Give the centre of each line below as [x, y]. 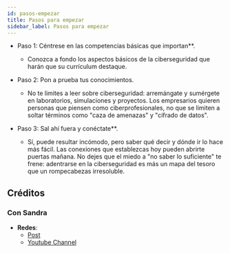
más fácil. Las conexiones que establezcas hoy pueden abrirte [116, 150]
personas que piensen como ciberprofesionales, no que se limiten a [124, 108]
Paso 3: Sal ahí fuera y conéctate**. [67, 129]
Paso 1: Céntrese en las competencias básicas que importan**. [106, 46]
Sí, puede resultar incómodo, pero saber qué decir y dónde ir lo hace [125, 142]
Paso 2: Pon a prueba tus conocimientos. [75, 80]
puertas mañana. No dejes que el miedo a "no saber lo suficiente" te [124, 156]
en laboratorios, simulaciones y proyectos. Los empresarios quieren [124, 101]
